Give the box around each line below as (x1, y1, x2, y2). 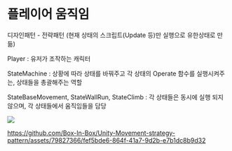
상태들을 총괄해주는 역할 (16, 78, 83, 86)
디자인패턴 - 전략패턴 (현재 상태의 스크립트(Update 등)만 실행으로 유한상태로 (7, 31, 216, 39)
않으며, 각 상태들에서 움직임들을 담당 (7, 101, 107, 110)
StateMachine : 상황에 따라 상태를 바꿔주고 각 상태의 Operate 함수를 (7, 69, 196, 78)
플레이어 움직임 (7, 6, 90, 22)
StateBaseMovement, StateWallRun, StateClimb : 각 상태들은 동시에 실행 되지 (7, 92, 224, 101)
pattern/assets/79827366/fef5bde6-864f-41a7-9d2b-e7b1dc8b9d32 (7, 136, 206, 144)
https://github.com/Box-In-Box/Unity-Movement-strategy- (7, 129, 176, 137)
